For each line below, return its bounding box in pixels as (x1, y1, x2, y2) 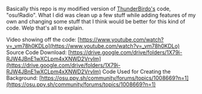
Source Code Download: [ (6, 49, 70, 56)
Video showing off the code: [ (6, 36, 80, 43)
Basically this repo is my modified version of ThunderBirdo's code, (6, 5, 171, 12)
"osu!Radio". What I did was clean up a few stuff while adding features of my (6, 11, 196, 19)
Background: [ (6, 75, 41, 81)
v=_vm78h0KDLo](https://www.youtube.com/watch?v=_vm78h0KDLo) (6, 42, 180, 49)
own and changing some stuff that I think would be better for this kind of (6, 18, 185, 25)
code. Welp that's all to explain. (6, 24, 84, 31)
